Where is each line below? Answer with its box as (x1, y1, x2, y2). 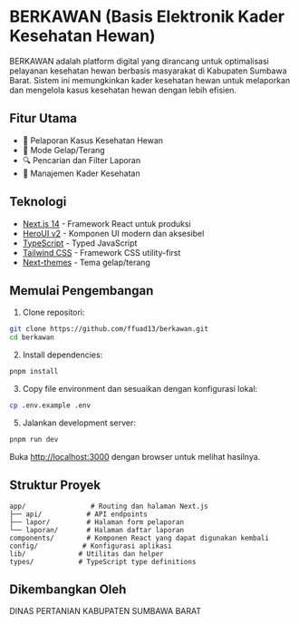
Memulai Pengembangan (9, 283, 154, 298)
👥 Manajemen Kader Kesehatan (22, 168, 140, 179)
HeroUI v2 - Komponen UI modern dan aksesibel (22, 228, 205, 239)
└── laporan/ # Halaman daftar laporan (9, 525, 184, 534)
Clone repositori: (22, 307, 85, 318)
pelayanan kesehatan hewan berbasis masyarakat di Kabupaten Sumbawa (9, 65, 287, 76)
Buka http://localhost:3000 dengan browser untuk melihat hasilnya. (9, 451, 261, 462)
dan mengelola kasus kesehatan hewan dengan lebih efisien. (9, 84, 237, 95)
